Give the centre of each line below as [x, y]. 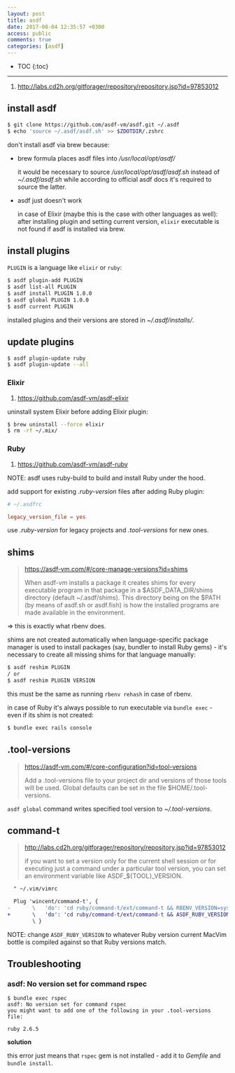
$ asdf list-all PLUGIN [42, 287]
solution [20, 1042]
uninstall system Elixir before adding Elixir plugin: [78, 412]
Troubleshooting [44, 964]
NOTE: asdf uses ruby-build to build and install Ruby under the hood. [106, 478]
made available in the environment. [75, 613]
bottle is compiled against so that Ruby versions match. [87, 942]
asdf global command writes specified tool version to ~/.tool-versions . [109, 809]
